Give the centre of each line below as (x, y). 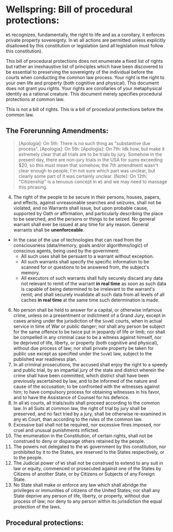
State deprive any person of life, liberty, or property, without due (81, 495)
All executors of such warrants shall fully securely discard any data (92, 278)
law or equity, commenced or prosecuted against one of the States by (87, 468)
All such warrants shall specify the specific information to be (85, 261)
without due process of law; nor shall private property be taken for (83, 348)
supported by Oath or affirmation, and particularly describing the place (88, 213)
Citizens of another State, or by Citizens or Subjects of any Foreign (84, 474)
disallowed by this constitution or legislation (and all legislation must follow (85, 45)
